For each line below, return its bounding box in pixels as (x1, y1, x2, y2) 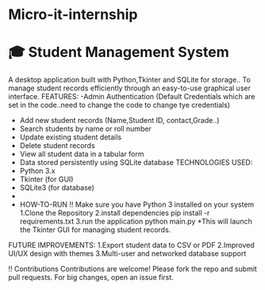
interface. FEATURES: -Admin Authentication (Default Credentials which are (8, 92, 255, 101)
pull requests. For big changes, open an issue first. (8, 273, 175, 282)
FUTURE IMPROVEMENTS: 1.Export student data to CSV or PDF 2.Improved (8, 240, 255, 250)
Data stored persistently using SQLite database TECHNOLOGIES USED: (19, 158, 253, 167)
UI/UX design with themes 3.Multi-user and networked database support (8, 249, 247, 258)
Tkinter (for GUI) (19, 174, 74, 184)
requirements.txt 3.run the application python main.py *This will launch (19, 216, 252, 227)
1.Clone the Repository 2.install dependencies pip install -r (19, 208, 210, 218)
